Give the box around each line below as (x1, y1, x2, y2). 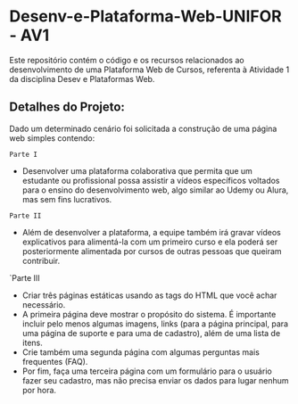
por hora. (21, 384, 56, 395)
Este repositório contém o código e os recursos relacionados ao (9, 54, 244, 65)
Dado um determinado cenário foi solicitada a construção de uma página (9, 123, 277, 134)
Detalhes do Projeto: (9, 100, 125, 115)
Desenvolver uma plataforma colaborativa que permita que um (21, 165, 252, 176)
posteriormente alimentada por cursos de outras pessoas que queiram (21, 245, 283, 256)
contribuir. (21, 255, 61, 266)
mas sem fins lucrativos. (21, 194, 112, 204)
